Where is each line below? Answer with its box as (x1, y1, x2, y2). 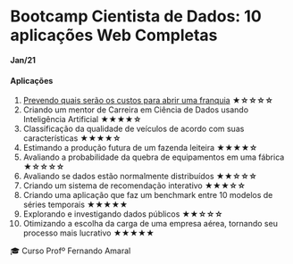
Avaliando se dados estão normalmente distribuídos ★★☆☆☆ (22, 171, 257, 182)
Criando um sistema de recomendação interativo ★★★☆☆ (22, 180, 247, 191)
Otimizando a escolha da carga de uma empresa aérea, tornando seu (22, 219, 278, 229)
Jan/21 (10, 54, 37, 65)
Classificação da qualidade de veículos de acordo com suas (22, 123, 245, 135)
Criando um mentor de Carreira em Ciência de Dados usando (22, 104, 249, 115)
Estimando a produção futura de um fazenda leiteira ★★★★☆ (22, 143, 258, 153)
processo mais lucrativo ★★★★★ (22, 227, 155, 238)
